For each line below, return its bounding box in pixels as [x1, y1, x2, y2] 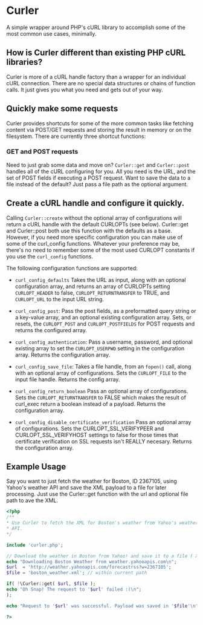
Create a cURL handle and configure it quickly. [6, 198, 185, 209]
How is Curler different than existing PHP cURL [6, 48, 186, 58]
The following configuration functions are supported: [6, 264, 138, 272]
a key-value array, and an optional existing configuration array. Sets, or [14, 313, 192, 321]
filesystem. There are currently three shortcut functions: [6, 133, 146, 140]
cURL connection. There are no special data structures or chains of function [6, 79, 196, 87]
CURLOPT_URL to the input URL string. [14, 295, 105, 303]
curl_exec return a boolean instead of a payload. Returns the [14, 400, 166, 407]
